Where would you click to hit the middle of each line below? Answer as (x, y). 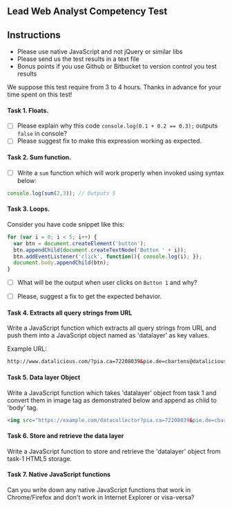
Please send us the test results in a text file (78, 59)
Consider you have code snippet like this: (66, 224)
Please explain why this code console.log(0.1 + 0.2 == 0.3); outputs (117, 126)
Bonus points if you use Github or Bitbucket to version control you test (117, 67)
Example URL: (27, 349)
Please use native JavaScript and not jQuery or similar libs (100, 52)
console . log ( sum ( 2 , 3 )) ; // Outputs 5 (61, 193)
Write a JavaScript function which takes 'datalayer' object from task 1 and (112, 393)
